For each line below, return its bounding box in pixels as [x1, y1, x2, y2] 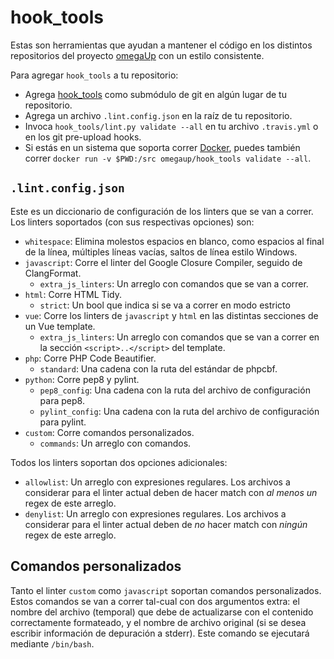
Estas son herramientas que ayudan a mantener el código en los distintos [10, 39, 313, 51]
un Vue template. [24, 320, 96, 332]
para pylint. [39, 416, 87, 428]
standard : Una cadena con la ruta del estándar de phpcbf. [39, 362, 278, 375]
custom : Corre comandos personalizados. [24, 426, 195, 438]
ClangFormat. [24, 267, 82, 279]
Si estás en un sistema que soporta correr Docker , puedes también [24, 141, 301, 153]
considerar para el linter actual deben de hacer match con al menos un [24, 486, 318, 498]
